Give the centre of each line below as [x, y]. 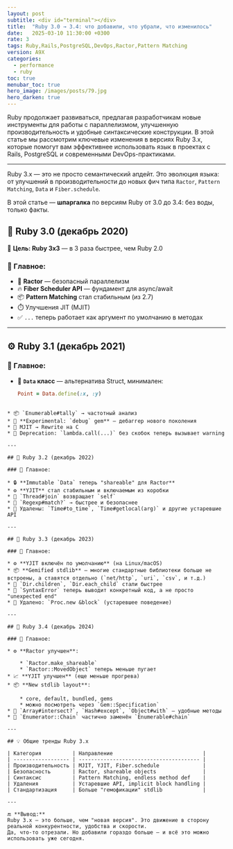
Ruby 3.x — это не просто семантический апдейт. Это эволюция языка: [113, 174]
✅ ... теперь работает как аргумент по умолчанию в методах [110, 317]
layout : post [26, 14]
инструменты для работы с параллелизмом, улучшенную [93, 125]
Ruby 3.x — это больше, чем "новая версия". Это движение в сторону [108, 820]
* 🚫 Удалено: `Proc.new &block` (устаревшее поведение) [89, 602]
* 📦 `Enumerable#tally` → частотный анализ [72, 413]
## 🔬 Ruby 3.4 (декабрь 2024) [51, 627]
